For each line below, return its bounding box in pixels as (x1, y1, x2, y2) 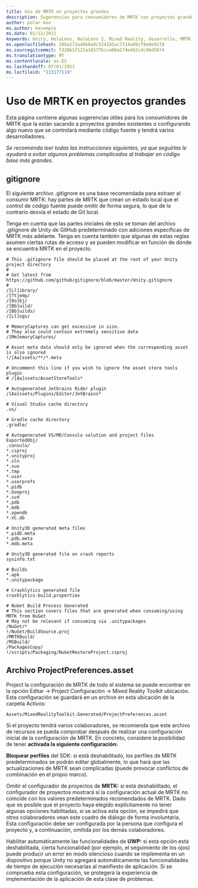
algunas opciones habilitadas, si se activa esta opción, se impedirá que (6, 807, 179, 814)
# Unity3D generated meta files (6, 525, 85, 531)
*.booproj (6, 489, 31, 495)
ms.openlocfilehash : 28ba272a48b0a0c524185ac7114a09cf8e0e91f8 (6, 42, 165, 48)
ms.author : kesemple (6, 25, 57, 31)
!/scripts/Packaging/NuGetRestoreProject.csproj (6, 649, 128, 655)
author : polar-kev (6, 19, 51, 25)
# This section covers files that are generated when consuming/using (6, 608, 183, 614)
